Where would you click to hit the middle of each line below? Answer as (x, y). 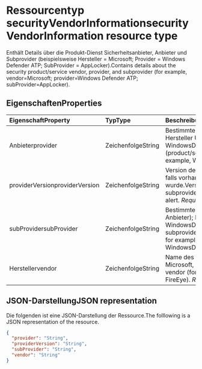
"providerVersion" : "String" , (49, 344)
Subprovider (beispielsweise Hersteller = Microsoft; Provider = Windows (96, 59)
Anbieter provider (33, 145)
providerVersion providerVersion (54, 185)
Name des (179, 257)
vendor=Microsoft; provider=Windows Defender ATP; (72, 78)
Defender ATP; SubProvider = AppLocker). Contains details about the (91, 65)
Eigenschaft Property (40, 120)
